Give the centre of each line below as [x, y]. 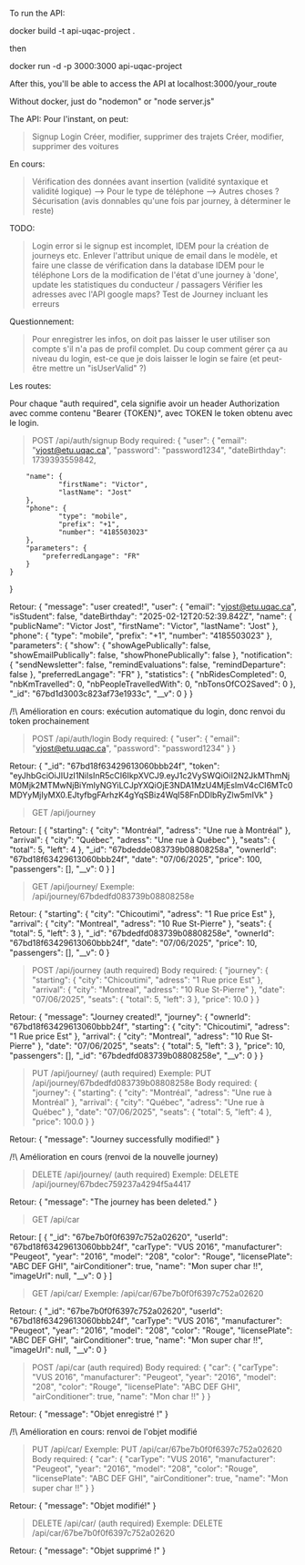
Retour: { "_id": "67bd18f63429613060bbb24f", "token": [115, 766]
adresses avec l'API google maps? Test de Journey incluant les [150, 294]
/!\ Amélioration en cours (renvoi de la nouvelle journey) [114, 1157]
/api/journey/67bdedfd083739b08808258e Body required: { [144, 1083]
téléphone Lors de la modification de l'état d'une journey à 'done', [155, 275]
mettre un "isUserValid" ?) [98, 368]
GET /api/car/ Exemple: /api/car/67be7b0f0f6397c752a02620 [147, 1293]
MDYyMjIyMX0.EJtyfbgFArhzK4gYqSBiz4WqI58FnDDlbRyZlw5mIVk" [139, 795]
